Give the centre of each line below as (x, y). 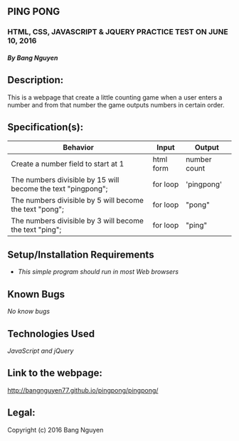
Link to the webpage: (55, 373)
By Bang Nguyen (33, 58)
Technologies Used (51, 334)
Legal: (21, 413)
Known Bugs (36, 294)
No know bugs (29, 312)
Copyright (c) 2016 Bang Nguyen (55, 430)
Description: (36, 80)
